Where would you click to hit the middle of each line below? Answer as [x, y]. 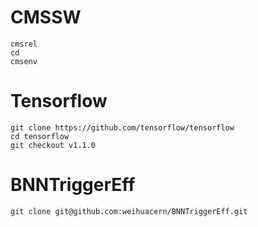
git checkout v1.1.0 [53, 145]
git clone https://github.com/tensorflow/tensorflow [122, 127]
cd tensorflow [40, 136]
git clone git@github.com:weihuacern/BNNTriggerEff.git [129, 211]
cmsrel [24, 44]
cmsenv [24, 61]
